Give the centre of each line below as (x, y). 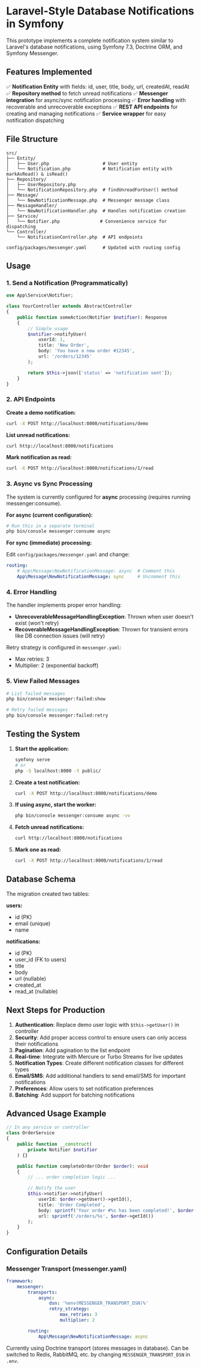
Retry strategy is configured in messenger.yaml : (64, 648)
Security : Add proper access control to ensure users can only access (101, 1037)
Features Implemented (49, 72)
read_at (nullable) (36, 991)
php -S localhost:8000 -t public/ (58, 771)
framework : (20, 1281)
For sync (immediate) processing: (49, 543)
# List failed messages (36, 694)
